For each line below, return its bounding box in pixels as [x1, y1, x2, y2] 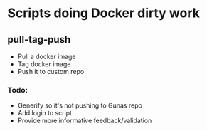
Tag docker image [17, 60, 71, 68]
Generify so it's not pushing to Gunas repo [17, 101, 142, 110]
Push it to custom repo [17, 68, 85, 75]
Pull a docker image [17, 52, 76, 61]
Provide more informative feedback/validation [17, 116, 152, 125]
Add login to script [17, 109, 73, 117]
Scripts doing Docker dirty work [7, 5, 201, 21]
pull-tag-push [7, 33, 71, 46]
